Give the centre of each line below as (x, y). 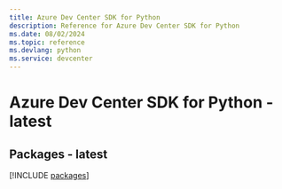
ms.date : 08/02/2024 (47, 34)
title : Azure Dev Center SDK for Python (85, 17)
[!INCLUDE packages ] (49, 175)
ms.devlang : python (45, 51)
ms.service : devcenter (51, 59)
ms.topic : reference (47, 42)
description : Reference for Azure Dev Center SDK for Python (125, 26)
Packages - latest (59, 154)
